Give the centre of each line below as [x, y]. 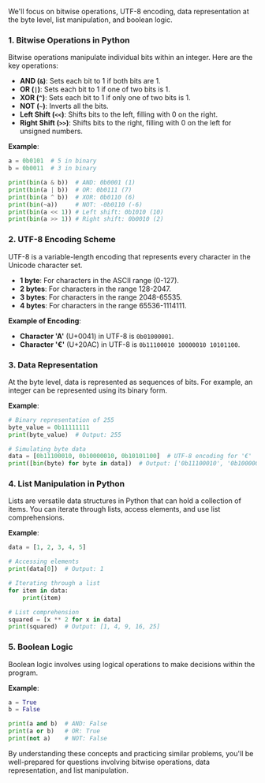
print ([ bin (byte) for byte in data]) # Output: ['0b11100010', [116, 464]
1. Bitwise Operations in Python [69, 40]
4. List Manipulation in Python [67, 484]
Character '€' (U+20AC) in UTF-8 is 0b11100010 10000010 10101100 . [130, 344]
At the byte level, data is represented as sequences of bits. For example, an [131, 382]
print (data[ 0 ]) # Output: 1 [56, 569]
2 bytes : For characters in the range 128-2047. [95, 289]
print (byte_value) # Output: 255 [65, 434]
